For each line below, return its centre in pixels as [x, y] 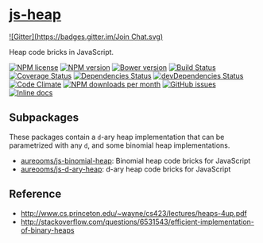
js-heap [35, 15]
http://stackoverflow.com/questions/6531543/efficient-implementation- [137, 222]
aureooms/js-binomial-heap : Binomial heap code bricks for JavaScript [135, 160]
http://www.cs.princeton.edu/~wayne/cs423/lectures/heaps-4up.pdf [133, 213]
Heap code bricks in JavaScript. [62, 52]
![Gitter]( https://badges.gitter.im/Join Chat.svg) [86, 37]
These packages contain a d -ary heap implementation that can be [117, 137]
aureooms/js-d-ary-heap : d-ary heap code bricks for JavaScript [126, 169]
